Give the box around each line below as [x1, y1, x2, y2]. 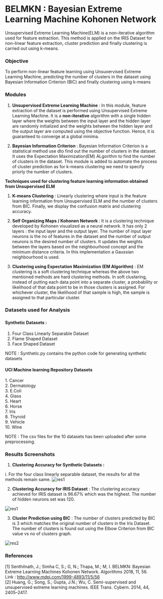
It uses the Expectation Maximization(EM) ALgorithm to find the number [12, 153, 156, 159]
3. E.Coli [5, 388, 22, 394]
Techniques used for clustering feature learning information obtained [5, 178, 148, 184]
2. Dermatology [5, 383, 36, 388]
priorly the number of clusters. [12, 169, 73, 174]
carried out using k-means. [5, 45, 59, 51]
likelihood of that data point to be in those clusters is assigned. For [12, 284, 145, 290]
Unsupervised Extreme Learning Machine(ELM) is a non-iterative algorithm [5, 30, 155, 36]
